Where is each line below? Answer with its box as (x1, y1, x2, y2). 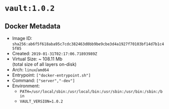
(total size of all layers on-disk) (12, 61, 77, 67)
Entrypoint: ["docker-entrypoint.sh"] (12, 72, 91, 78)
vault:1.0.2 (5, 4, 55, 13)
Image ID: (12, 35, 32, 41)
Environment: (12, 83, 40, 89)
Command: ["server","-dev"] (12, 78, 75, 83)
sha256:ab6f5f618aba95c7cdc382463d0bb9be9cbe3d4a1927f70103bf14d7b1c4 (12, 42, 164, 47)
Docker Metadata (5, 22, 61, 30)
